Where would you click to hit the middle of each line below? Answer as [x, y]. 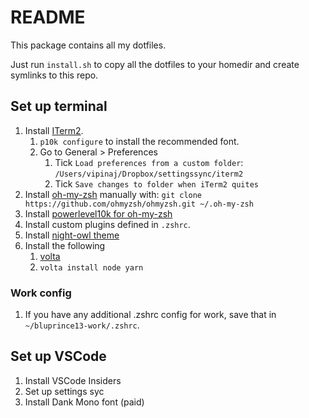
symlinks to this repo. [54, 75]
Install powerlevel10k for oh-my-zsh [98, 213]
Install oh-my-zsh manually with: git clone [113, 194]
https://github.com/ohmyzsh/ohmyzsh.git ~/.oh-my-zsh [139, 204]
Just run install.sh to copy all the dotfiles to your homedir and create [155, 64]
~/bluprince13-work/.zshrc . [82, 325]
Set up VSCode [58, 356]
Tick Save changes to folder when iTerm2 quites [156, 183]
